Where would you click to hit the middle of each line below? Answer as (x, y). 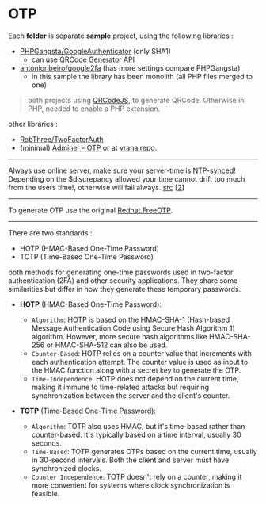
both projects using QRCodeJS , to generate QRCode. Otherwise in (136, 100)
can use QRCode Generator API (83, 59)
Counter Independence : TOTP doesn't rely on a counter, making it (137, 476)
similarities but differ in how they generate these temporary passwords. (125, 289)
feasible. (46, 493)
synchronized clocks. (66, 468)
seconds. (46, 443)
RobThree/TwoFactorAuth (62, 139)
